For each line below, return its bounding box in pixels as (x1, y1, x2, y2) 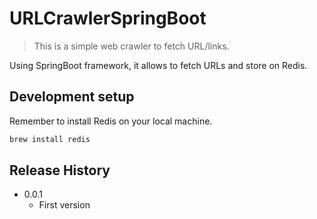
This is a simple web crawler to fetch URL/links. (33, 40, 230, 52)
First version (38, 199, 91, 211)
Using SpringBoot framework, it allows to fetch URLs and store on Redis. (9, 59, 308, 71)
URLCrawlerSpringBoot (9, 7, 207, 30)
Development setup (9, 88, 135, 106)
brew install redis (9, 134, 91, 144)
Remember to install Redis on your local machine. (9, 115, 213, 127)
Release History (9, 162, 111, 179)
